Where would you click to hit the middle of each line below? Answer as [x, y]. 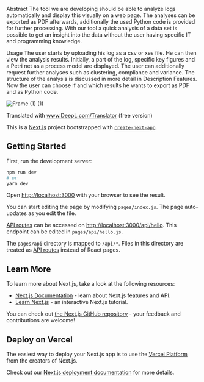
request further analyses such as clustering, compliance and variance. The [100, 72]
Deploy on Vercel [40, 340]
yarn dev [17, 183]
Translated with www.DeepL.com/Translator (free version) [79, 115]
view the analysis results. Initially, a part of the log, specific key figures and [101, 59]
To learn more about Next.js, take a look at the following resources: [91, 284]
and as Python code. [32, 92]
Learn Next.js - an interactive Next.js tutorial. [71, 302]
